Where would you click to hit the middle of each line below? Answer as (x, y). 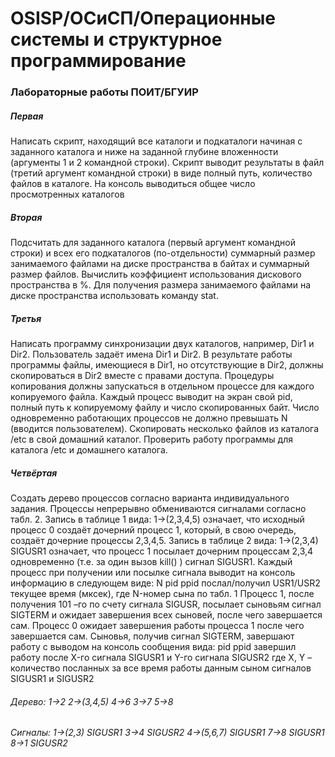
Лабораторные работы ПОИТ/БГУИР (104, 92)
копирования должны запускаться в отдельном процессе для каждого (162, 386)
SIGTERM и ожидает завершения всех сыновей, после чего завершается (166, 614)
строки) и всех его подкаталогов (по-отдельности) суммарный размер (163, 253)
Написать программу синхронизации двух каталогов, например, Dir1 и (162, 344)
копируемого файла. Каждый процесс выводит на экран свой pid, (151, 397)
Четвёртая (34, 473)
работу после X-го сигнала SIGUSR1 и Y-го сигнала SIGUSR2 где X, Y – (161, 657)
